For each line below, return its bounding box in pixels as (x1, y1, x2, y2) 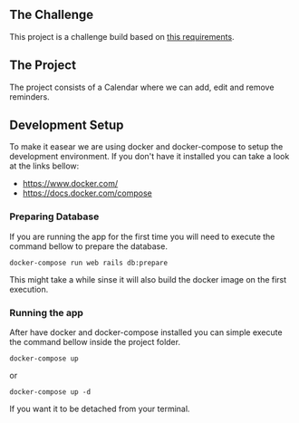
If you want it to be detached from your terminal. (9, 403, 190, 415)
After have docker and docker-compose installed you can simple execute (9, 327, 283, 338)
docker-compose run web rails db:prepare (9, 258, 169, 267)
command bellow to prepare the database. (9, 240, 168, 252)
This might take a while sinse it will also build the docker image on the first (9, 274, 287, 284)
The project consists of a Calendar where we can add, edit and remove (9, 82, 275, 92)
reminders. (9, 91, 50, 102)
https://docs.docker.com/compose (22, 187, 152, 198)
